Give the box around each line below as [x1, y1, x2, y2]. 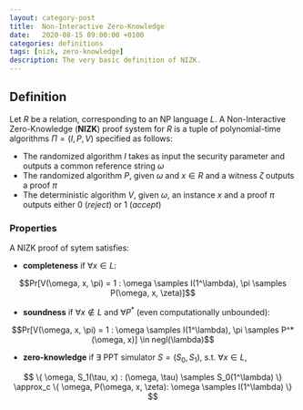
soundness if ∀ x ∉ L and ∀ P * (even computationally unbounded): [22, 305, 270, 317]
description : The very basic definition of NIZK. [9, 56, 202, 65]
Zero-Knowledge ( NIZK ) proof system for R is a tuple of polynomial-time [9, 123, 282, 134]
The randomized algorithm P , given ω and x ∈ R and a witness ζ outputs [22, 169, 295, 180]
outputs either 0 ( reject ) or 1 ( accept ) [22, 199, 162, 210]
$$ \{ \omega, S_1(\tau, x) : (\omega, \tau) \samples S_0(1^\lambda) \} [23, 371, 283, 383]
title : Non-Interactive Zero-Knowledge [9, 22, 166, 31]
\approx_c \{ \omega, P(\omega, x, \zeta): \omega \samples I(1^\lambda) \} [13, 381, 293, 392]
